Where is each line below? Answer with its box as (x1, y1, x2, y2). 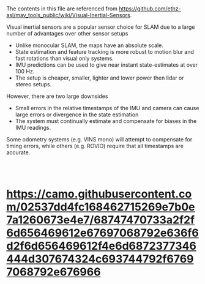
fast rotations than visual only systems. (15, 54, 114, 62)
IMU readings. (15, 124, 51, 132)
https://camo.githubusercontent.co (6, 187, 192, 201)
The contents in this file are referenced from (6, 5, 118, 12)
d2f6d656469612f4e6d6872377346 (6, 239, 197, 253)
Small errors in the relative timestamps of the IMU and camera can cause (15, 105, 199, 112)
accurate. (6, 149, 31, 156)
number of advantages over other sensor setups (6, 30, 129, 37)
